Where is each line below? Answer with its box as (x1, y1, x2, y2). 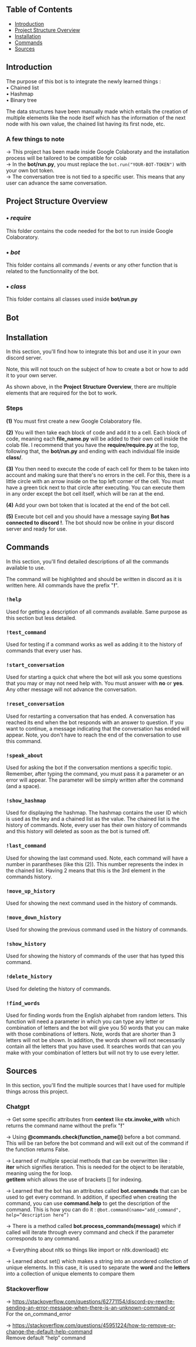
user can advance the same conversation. (6, 179, 107, 186)
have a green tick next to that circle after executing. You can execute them (6, 484, 185, 491)
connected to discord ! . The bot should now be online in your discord (6, 519, 174, 526)
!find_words (6, 1000, 40, 1006)
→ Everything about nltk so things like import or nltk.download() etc (6, 1246, 169, 1254)
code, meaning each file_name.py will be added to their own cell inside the (6, 435, 188, 442)
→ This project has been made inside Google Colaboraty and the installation (6, 148, 190, 155)
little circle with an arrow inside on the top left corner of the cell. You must (6, 477, 184, 484)
